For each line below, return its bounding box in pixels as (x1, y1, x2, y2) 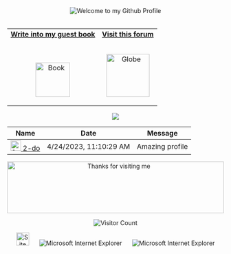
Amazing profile (136, 142, 188, 151)
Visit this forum (102, 30, 154, 39)
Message (146, 129, 178, 138)
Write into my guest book (10, 30, 96, 39)
